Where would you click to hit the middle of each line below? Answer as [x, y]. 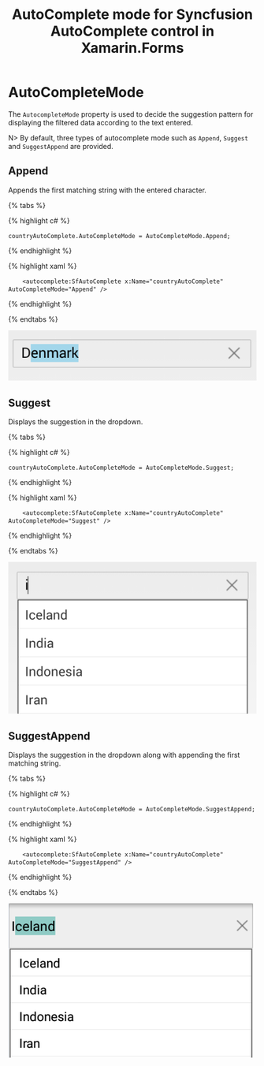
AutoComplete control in [132, 31]
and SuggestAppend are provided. [61, 146]
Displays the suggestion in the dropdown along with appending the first [124, 755]
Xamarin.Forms [132, 48]
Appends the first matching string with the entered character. [108, 190]
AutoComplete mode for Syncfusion [132, 15]
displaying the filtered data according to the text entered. [100, 122]
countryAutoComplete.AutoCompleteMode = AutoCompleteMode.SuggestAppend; [132, 810]
